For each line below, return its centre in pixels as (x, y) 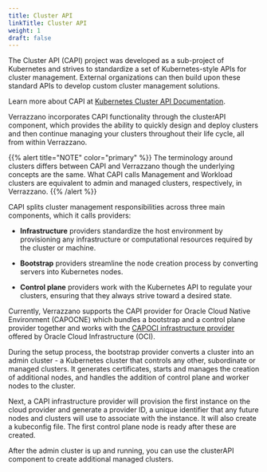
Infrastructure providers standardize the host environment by (121, 231)
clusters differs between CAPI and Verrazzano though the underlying (122, 166)
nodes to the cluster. (42, 386)
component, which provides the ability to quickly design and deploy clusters (133, 125)
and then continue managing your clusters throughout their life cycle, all (126, 134)
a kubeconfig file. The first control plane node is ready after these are (122, 427)
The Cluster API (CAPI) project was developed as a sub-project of (116, 61)
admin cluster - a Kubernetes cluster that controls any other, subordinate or (132, 360)
